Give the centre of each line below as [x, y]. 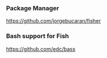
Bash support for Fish [38, 36]
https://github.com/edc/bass [41, 49]
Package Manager [33, 8]
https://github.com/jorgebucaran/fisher [53, 21]
